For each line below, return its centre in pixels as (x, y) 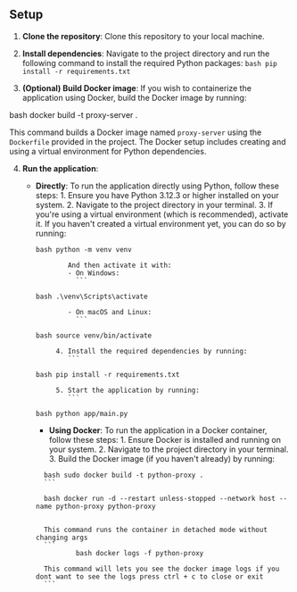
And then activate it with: (120, 265)
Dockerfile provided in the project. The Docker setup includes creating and (148, 141)
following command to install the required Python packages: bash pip (150, 63)
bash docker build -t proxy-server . (74, 114)
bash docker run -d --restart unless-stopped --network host (160, 498)
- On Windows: (94, 273)
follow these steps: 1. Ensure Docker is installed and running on (165, 439)
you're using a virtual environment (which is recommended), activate (162, 214)
